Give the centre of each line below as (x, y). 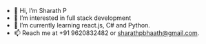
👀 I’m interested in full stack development (72, 18)
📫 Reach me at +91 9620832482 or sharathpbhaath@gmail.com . (106, 33)
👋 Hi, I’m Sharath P (40, 11)
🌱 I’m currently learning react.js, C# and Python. (82, 25)
